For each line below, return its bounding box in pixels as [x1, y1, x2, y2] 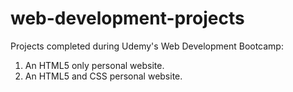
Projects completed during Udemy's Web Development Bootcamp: [10, 40, 284, 52]
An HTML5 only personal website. [24, 59, 165, 71]
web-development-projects [10, 7, 245, 30]
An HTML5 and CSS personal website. [24, 70, 183, 82]
